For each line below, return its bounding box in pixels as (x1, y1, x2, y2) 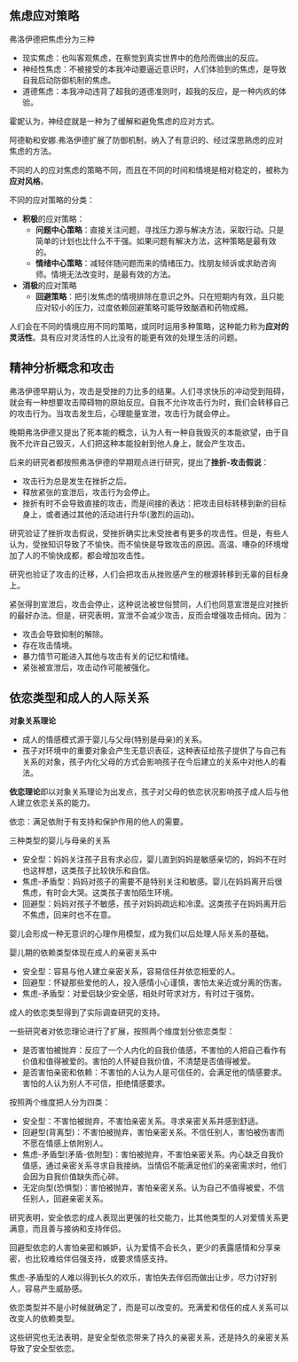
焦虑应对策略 (9, 8, 80, 24)
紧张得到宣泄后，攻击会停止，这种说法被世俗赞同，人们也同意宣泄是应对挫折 (9, 598, 289, 610)
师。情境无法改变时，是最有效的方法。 (35, 269, 176, 279)
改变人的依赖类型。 (9, 1313, 80, 1324)
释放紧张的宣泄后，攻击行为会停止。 (21, 486, 155, 497)
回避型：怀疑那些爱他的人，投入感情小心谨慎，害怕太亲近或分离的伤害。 (21, 977, 286, 988)
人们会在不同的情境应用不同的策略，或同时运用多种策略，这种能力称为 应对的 (9, 320, 289, 331)
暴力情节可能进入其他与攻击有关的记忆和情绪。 (21, 650, 193, 661)
